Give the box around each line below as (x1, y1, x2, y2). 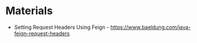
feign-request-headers (14, 29, 70, 37)
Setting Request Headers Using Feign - (14, 24, 110, 31)
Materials (5, 4, 53, 18)
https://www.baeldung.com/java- (110, 24, 191, 31)
